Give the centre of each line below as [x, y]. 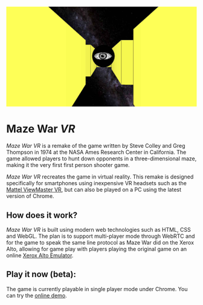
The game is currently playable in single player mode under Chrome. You [97, 289]
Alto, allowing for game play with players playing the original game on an [97, 249]
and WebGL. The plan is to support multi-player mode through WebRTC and [101, 236]
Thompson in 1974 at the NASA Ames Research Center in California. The [96, 152]
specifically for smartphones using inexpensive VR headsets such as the [97, 183]
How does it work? [42, 215]
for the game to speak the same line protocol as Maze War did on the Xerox [100, 243]
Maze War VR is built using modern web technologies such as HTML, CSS [99, 230]
